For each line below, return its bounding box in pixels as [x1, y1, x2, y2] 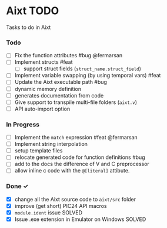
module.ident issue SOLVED [14, 209, 83, 216]
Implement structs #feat [14, 58, 73, 66]
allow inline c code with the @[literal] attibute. [14, 167, 130, 174]
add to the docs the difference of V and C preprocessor [14, 161, 150, 168]
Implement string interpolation [14, 141, 88, 148]
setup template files [14, 147, 63, 154]
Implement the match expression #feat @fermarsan [14, 134, 138, 141]
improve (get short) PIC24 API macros [14, 202, 107, 209]
